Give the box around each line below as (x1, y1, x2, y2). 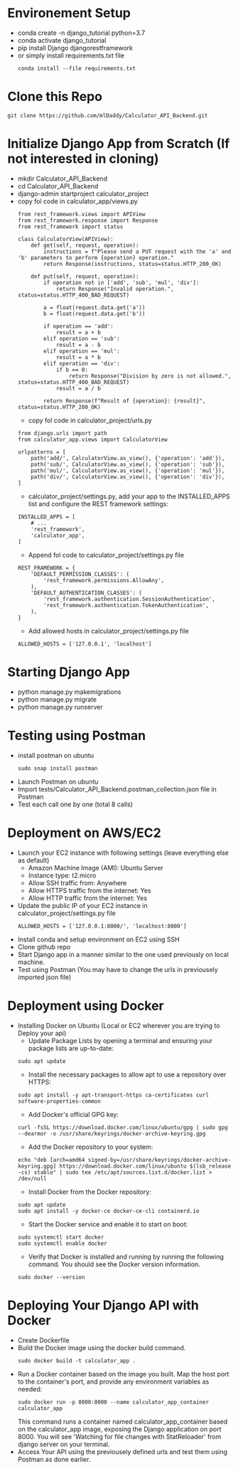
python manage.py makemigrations (17, 688, 121, 696)
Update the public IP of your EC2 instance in (17, 901, 148, 909)
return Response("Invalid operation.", (55, 285, 174, 292)
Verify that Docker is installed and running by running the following (28, 1252, 224, 1261)
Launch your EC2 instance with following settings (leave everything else (17, 848, 229, 857)
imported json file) (17, 973, 72, 981)
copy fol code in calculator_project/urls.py (28, 416, 153, 424)
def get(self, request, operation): (31, 242, 139, 249)
